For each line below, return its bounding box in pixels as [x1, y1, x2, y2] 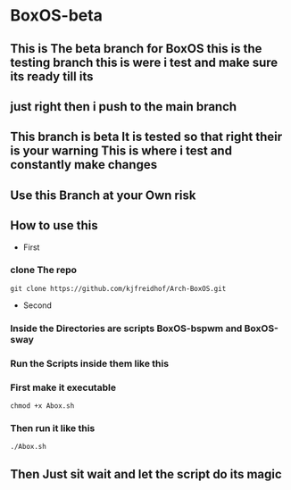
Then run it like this [10, 421, 96, 434]
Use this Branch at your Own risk [10, 187, 196, 203]
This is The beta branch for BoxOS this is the [10, 41, 262, 56]
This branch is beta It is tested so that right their [10, 129, 283, 145]
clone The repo [10, 264, 77, 277]
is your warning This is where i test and [10, 144, 233, 159]
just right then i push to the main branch [10, 99, 237, 114]
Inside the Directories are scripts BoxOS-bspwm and [10, 322, 243, 335]
